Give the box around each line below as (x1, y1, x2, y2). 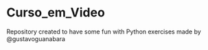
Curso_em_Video (6, 5, 106, 21)
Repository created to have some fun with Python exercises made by (6, 27, 202, 36)
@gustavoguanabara (6, 34, 66, 42)
